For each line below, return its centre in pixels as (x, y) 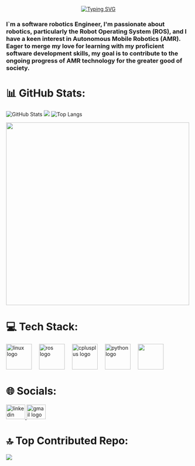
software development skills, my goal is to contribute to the (92, 53)
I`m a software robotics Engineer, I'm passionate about (85, 24)
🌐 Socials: (31, 391)
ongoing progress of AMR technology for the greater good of (94, 60)
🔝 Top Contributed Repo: (67, 441)
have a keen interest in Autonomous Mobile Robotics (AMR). (93, 39)
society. (18, 68)
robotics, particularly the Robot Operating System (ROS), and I (96, 31)
